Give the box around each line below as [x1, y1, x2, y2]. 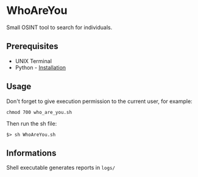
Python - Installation [15, 64, 66, 71]
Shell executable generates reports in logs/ [6, 164, 116, 172]
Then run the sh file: [6, 119, 57, 127]
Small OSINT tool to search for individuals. [6, 24, 113, 31]
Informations [6, 148, 57, 158]
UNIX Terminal [15, 57, 52, 64]
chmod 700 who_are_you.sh [6, 109, 72, 115]
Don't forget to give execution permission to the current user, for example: [6, 98, 193, 105]
